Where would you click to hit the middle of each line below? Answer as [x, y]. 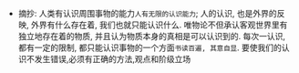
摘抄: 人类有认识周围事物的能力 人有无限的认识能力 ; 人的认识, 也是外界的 [147, 13]
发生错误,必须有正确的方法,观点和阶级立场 [113, 59]
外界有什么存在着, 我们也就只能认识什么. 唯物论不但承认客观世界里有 [159, 25]
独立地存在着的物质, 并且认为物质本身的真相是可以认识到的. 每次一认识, [151, 36]
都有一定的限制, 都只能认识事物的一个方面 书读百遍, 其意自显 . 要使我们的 [150, 47]
